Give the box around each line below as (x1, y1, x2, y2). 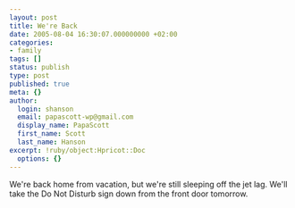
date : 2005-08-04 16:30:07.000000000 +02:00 (9, 29, 178, 38)
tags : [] (9, 54, 42, 63)
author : (9, 96, 38, 105)
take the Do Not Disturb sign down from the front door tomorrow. (9, 188, 249, 199)
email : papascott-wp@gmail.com (17, 112, 134, 121)
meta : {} (9, 87, 42, 96)
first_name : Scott (17, 129, 87, 138)
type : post (9, 71, 50, 80)
